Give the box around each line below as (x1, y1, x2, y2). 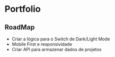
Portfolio (4, 3, 41, 15)
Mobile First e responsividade (11, 41, 73, 47)
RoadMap (4, 23, 35, 31)
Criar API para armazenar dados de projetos (11, 47, 102, 52)
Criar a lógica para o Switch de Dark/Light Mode (11, 36, 111, 42)
